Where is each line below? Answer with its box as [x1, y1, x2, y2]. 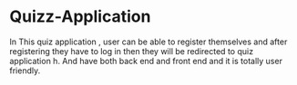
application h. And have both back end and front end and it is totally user [9, 55, 282, 66]
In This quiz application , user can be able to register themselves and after [9, 36, 288, 47]
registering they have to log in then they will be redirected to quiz [9, 45, 253, 56]
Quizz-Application [9, 6, 151, 27]
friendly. [9, 65, 41, 76]
